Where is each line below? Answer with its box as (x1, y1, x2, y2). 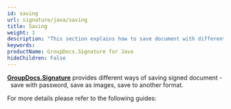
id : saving (7, 10, 38, 17)
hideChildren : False (7, 55, 67, 62)
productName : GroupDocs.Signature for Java (7, 49, 134, 56)
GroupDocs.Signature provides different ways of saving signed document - (7, 73, 223, 82)
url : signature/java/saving (7, 16, 88, 23)
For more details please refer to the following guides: (7, 94, 157, 102)
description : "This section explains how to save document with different (7, 36, 226, 43)
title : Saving (7, 23, 48, 29)
